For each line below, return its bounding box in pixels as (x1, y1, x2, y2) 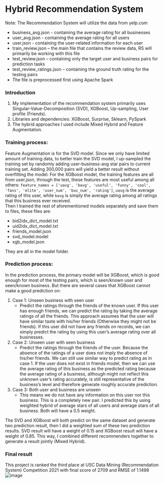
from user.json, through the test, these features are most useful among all (5, 177, 155, 183)
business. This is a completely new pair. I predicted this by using (19, 397, 151, 403)
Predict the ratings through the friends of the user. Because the (19, 344, 148, 350)
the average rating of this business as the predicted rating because (19, 365, 156, 372)
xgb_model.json (12, 239, 45, 244)
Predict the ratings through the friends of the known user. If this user (19, 302, 159, 308)
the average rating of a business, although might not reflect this (19, 371, 149, 377)
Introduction (5, 89, 35, 96)
